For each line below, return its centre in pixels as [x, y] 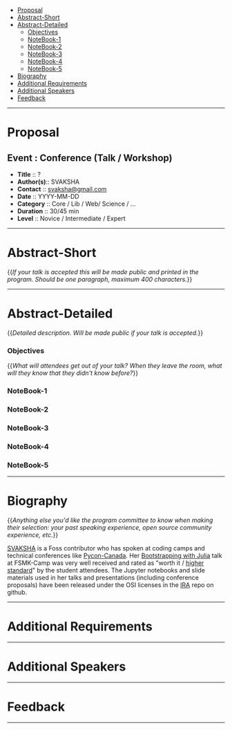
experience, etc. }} [33, 535]
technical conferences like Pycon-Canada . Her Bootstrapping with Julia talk [115, 556]
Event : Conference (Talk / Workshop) [90, 158]
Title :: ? [29, 174]
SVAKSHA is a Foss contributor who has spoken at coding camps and [106, 548]
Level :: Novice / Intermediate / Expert [71, 218]
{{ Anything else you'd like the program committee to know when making [110, 520]
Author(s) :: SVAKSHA [48, 182]
